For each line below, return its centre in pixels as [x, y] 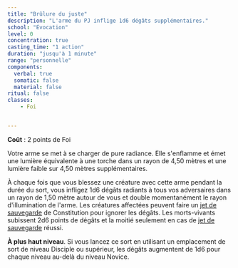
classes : [20, 100]
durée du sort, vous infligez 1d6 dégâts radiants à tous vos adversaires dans [119, 190]
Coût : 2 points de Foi [39, 139]
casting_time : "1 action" [46, 47]
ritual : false [29, 93]
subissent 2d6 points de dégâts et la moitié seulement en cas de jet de [111, 220]
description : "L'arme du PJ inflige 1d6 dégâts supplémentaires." [108, 21]
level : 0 [20, 34]
